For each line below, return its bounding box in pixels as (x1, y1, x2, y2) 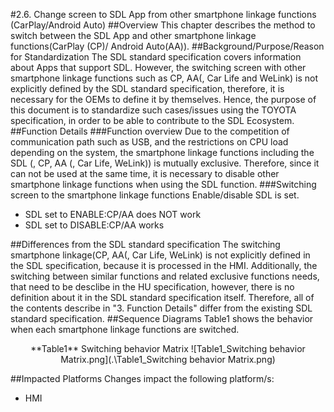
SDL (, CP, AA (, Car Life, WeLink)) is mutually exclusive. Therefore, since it (10, 157, 320, 169)
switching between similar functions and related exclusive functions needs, (10, 270, 320, 282)
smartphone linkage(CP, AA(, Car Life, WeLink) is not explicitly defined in (10, 249, 311, 261)
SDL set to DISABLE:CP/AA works (24, 219, 165, 231)
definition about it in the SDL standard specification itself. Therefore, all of (10, 292, 315, 303)
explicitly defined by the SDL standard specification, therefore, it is (10, 83, 285, 94)
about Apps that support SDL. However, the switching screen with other (10, 62, 307, 73)
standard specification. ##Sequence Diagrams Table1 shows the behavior (10, 313, 314, 324)
